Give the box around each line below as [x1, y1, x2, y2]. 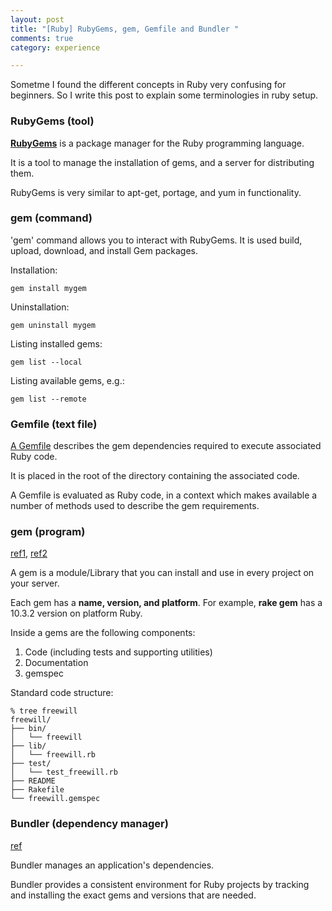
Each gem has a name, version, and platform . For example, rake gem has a [10, 597, 323, 609]
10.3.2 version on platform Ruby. [10, 607, 143, 620]
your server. [10, 577, 60, 590]
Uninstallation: [10, 301, 70, 313]
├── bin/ [10, 724, 47, 734]
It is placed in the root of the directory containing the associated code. [10, 470, 300, 482]
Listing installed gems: [10, 337, 103, 350]
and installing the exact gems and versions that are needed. [10, 889, 257, 901]
